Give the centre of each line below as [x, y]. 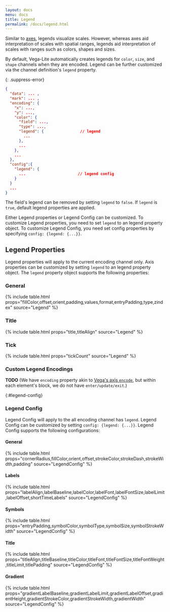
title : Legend [20, 19]
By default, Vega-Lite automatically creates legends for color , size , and [80, 59]
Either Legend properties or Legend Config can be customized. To [74, 218]
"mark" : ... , [25, 98]
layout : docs [19, 10]
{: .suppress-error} [25, 80]
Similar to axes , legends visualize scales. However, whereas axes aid [77, 39]
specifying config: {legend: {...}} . [44, 234]
